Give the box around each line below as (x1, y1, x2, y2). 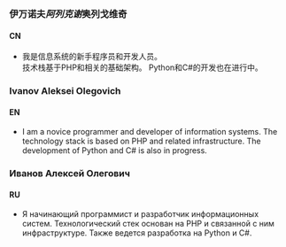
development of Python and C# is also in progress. (21, 145, 208, 156)
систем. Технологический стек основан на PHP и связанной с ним (21, 219, 274, 229)
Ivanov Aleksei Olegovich (9, 85, 121, 97)
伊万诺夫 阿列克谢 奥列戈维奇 (9, 7, 128, 19)
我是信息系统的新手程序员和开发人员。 (21, 51, 162, 62)
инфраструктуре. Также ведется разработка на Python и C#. (21, 228, 252, 238)
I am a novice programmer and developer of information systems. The (21, 127, 278, 137)
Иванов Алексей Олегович (9, 167, 131, 180)
